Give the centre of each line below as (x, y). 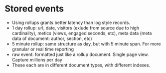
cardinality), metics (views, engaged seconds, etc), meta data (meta (82, 33)
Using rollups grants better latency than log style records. (71, 22)
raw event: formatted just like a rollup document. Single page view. (80, 54)
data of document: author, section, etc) (52, 38)
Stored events (34, 9)
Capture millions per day (37, 59)
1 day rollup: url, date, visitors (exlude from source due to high (76, 27)
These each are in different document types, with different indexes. (81, 65)
